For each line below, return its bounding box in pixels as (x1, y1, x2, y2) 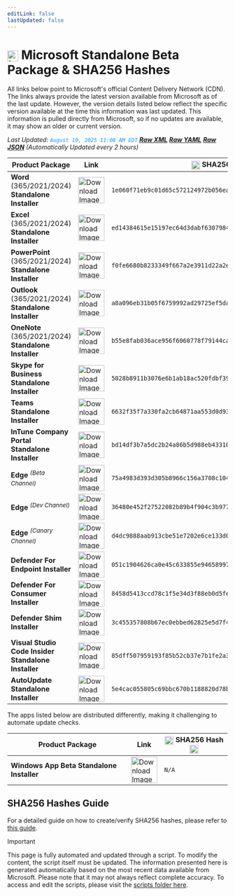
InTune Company (10, 427, 69, 437)
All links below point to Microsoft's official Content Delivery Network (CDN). (7, 85, 225, 93)
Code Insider (10, 647, 55, 657)
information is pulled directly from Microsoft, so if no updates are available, (7, 115, 224, 123)
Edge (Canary (10, 526, 53, 538)
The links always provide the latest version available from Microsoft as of (7, 92, 218, 101)
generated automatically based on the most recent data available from (7, 865, 210, 874)
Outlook (10, 285, 38, 295)
